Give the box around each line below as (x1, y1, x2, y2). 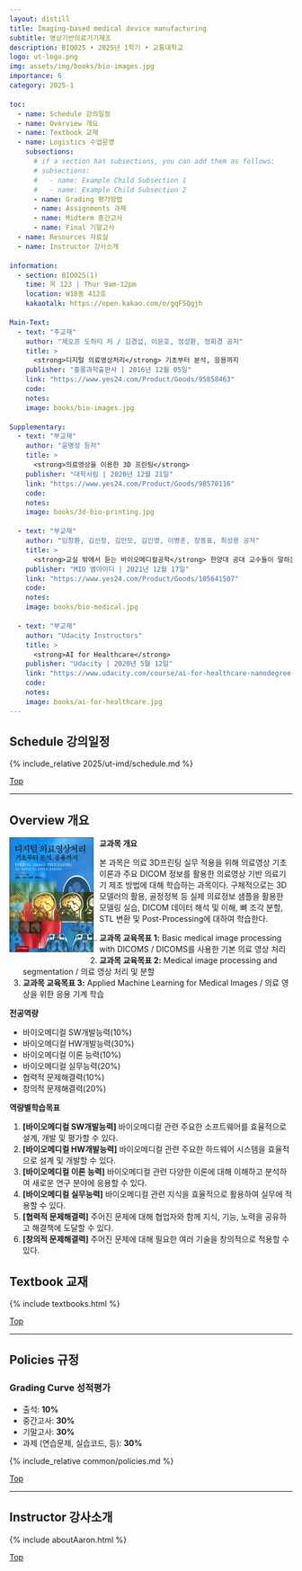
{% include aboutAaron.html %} (9, 1534, 128, 1545)
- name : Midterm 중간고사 (32, 214, 123, 223)
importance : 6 (9, 72, 63, 81)
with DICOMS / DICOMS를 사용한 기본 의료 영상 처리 (99, 944, 286, 955)
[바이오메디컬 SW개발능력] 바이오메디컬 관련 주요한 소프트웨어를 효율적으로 (22, 1121, 288, 1132)
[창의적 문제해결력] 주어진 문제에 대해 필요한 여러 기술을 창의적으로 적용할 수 (22, 1234, 290, 1245)
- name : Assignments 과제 (32, 204, 128, 213)
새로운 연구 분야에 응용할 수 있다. (31, 1178, 147, 1189)
